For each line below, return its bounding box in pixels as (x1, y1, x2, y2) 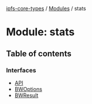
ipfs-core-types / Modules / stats (6, 5, 86, 12)
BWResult (14, 92, 39, 99)
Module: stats (6, 26, 75, 39)
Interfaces (6, 66, 36, 74)
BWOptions (14, 85, 43, 92)
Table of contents (6, 48, 71, 58)
